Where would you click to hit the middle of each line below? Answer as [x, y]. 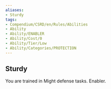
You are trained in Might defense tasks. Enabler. [56, 81]
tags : [11, 19]
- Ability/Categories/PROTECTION [41, 48]
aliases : [15, 10]
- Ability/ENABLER [25, 34]
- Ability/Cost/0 [24, 39]
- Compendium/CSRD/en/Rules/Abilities [47, 24]
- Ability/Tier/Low [26, 43]
